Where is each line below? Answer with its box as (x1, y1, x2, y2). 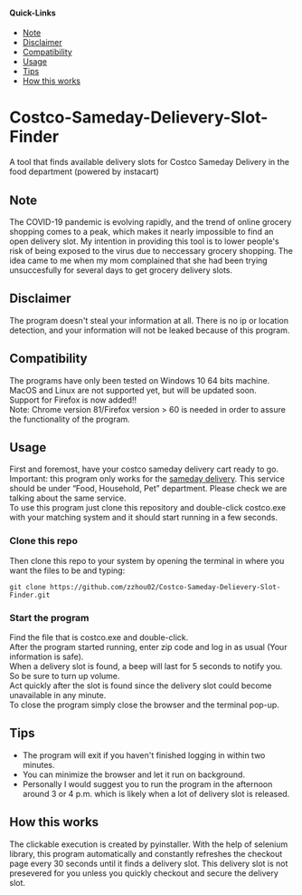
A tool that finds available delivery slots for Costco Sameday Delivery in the (9, 157, 289, 168)
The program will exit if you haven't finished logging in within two (22, 749, 266, 761)
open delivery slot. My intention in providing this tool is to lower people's (9, 236, 279, 247)
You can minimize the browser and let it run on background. (22, 769, 246, 780)
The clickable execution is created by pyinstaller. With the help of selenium (9, 839, 288, 850)
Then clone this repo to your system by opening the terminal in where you (9, 555, 285, 566)
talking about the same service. (9, 492, 127, 503)
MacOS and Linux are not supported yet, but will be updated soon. (9, 384, 258, 395)
